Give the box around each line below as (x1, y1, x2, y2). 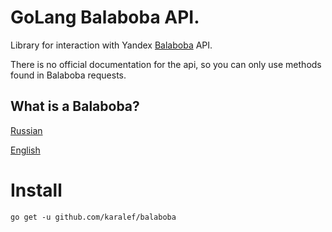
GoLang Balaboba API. (10, 6, 200, 29)
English (10, 144, 41, 156)
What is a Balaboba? (10, 98, 140, 115)
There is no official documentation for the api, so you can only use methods (10, 58, 322, 70)
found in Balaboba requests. (10, 69, 127, 81)
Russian (10, 124, 43, 136)
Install (10, 179, 63, 201)
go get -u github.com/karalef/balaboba (10, 212, 177, 222)
